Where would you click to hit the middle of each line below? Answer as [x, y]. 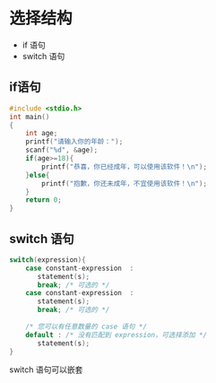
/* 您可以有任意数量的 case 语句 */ [86, 326]
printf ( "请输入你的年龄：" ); [74, 142]
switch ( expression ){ [48, 260]
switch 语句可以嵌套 [46, 370]
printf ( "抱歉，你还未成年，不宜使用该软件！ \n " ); [125, 183]
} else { [38, 175]
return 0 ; [44, 200]
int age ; [42, 134]
